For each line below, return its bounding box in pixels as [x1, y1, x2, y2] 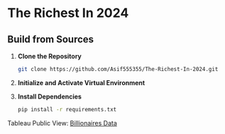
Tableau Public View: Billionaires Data [7, 118, 117, 127]
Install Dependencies [17, 92, 82, 101]
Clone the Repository [17, 52, 82, 60]
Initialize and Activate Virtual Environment [17, 78, 146, 86]
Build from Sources [7, 33, 94, 45]
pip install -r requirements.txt [17, 106, 117, 113]
